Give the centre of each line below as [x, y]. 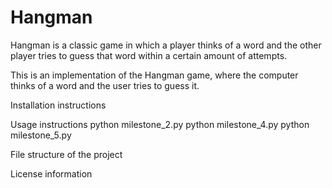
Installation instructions [58, 105]
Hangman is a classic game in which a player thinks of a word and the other [166, 45]
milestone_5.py [41, 135]
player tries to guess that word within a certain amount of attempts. [149, 55]
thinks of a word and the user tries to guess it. [105, 85]
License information [51, 173]
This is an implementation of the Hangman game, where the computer [154, 75]
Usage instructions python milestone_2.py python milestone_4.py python [160, 124]
